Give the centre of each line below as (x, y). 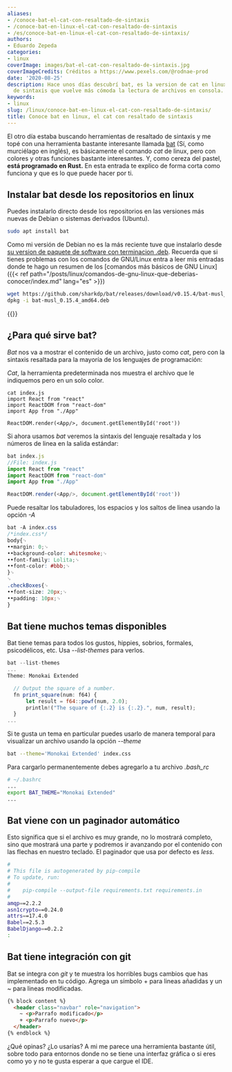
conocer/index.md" (35, 282)
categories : (24, 53)
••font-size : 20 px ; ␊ (37, 592)
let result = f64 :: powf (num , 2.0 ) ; (77, 701)
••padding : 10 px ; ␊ (34, 598)
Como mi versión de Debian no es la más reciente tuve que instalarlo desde (115, 245)
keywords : (21, 98)
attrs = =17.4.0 (28, 916)
